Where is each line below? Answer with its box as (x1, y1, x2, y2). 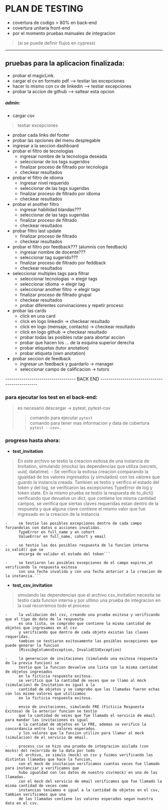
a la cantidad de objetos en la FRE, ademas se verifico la (18, 722, 146, 727)
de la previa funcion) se (5, 661, 59, 666)
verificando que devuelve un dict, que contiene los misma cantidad (17, 495, 156, 501)
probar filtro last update (12, 227, 61, 233)
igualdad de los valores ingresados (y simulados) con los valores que (17, 474, 160, 480)
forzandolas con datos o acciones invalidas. (5, 525, 101, 530)
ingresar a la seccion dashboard (12, 142, 79, 148)
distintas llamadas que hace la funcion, (5, 757, 93, 762)
